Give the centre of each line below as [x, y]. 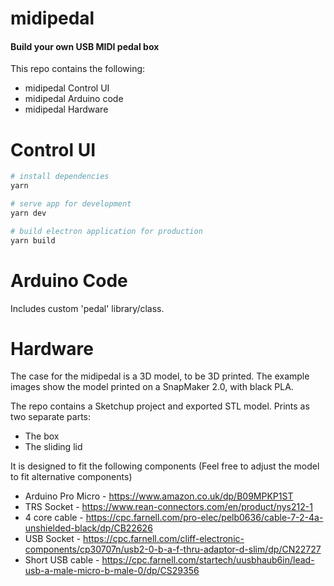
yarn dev [28, 213]
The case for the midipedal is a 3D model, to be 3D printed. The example [160, 376]
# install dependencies [60, 177]
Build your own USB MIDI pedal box [85, 46]
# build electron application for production [106, 231]
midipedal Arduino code [74, 99]
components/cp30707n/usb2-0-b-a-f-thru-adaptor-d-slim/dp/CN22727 [173, 549]
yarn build [33, 240]
